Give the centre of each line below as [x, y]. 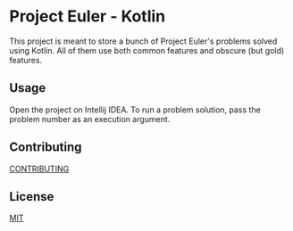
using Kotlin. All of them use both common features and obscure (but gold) [147, 50]
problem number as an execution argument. [90, 119]
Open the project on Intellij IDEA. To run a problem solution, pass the [135, 110]
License [32, 197]
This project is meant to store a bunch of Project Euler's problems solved [143, 41]
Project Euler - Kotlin [88, 16]
